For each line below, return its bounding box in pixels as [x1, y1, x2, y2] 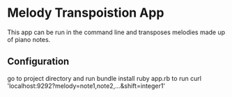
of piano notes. [7, 35, 51, 43]
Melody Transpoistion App [7, 5, 164, 21]
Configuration [7, 56, 70, 68]
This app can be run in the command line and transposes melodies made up [7, 28, 226, 36]
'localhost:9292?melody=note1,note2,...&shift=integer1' [7, 82, 166, 90]
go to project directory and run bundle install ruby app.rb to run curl [7, 74, 202, 82]
